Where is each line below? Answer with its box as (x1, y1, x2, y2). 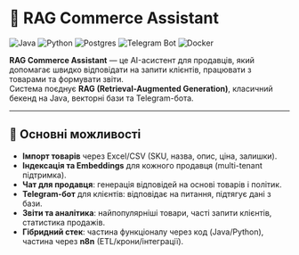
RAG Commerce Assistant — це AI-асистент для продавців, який (9, 54, 255, 65)
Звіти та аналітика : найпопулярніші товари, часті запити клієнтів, (21, 207, 272, 218)
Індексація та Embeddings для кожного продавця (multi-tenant (21, 160, 263, 170)
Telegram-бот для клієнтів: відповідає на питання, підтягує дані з (21, 188, 271, 199)
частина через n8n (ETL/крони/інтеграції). (21, 235, 184, 246)
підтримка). (21, 169, 67, 180)
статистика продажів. (21, 217, 105, 227)
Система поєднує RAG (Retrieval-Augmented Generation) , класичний (9, 83, 273, 94)
